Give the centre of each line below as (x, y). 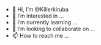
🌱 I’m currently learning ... (45, 22)
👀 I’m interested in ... (38, 16)
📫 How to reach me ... (40, 36)
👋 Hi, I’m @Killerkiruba (40, 9)
